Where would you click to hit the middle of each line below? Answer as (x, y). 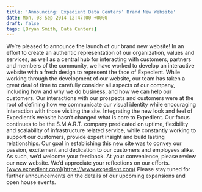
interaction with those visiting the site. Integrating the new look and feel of (99, 111)
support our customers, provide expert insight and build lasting (85, 137)
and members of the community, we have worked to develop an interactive (100, 66)
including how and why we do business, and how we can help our (89, 91)
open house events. (31, 182)
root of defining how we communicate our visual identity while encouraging (101, 105)
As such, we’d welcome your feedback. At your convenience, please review (101, 157)
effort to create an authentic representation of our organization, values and (100, 53)
